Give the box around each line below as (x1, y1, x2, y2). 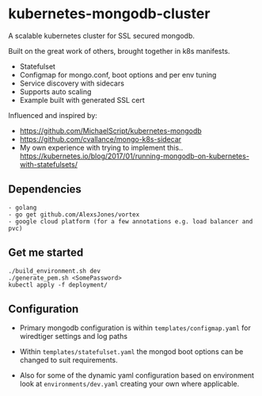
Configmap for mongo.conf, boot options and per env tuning (19, 70, 217, 79)
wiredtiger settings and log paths (19, 332, 128, 341)
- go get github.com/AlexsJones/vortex (8, 211, 140, 219)
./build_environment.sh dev (8, 267, 101, 275)
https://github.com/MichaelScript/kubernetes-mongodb (19, 126, 202, 135)
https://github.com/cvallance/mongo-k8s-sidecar (19, 134, 182, 143)
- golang (8, 204, 37, 211)
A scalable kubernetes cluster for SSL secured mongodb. (8, 31, 196, 40)
